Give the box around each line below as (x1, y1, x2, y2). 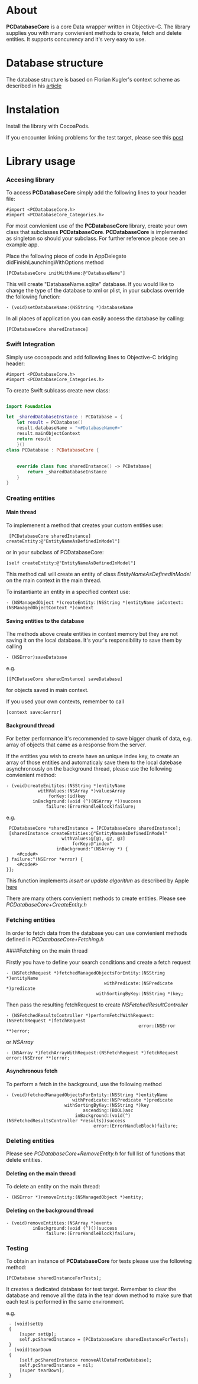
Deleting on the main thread (6, 1169, 76, 1177)
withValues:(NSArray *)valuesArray (37, 788, 126, 794)
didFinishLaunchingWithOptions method (6, 259, 104, 266)
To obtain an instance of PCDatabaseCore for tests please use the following (6, 1257, 192, 1265)
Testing (6, 1244, 28, 1252)
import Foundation (6, 403, 51, 410)
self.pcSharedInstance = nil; (19, 1362, 94, 1368)
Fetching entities (6, 916, 56, 924)
